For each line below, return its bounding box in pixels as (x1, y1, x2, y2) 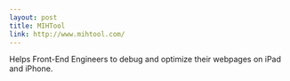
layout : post (9, 12, 58, 22)
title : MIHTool (9, 21, 66, 30)
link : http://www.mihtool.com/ (9, 29, 125, 38)
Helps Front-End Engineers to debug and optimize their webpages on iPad (9, 54, 282, 65)
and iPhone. (9, 63, 53, 74)
